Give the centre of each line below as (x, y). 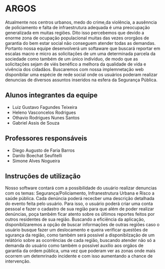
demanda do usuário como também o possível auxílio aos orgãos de (74, 246)
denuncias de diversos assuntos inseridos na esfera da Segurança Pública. (81, 80)
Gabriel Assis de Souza (36, 123)
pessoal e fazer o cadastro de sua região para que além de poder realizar (80, 209)
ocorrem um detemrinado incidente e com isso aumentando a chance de (79, 256)
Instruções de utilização (43, 176)
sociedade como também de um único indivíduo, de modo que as (72, 59)
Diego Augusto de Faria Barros (43, 150)
